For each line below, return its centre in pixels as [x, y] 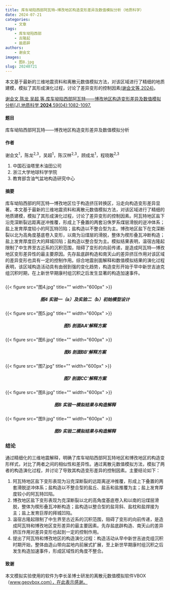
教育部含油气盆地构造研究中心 [44, 179]
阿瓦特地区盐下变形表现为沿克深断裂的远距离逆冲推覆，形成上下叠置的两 [88, 481]
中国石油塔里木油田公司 [37, 166]
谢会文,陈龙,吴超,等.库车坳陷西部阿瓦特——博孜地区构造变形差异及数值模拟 [83, 99]
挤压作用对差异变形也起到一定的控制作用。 [57, 532]
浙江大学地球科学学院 [35, 172]
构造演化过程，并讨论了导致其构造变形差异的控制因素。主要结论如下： [87, 470]
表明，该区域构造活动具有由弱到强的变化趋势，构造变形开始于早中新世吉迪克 [85, 267]
